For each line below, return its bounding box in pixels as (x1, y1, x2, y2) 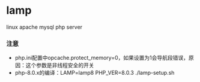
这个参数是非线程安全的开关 (25, 62, 94, 69)
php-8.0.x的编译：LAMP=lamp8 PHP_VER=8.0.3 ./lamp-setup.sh (14, 69, 175, 77)
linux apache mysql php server (6, 23, 83, 31)
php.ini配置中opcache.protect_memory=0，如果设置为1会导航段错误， (14, 54, 189, 62)
